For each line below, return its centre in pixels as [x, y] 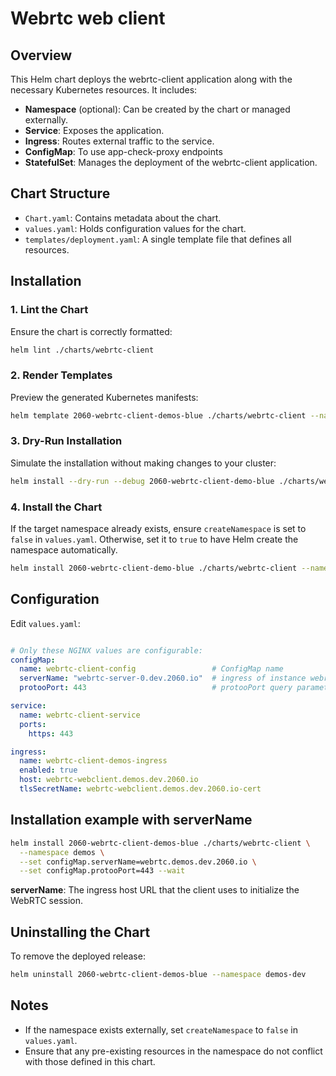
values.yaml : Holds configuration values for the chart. [135, 228]
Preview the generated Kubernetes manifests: [104, 397]
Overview [41, 55]
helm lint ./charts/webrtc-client [82, 350]
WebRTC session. [47, 901]
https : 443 [51, 733]
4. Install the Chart [56, 507]
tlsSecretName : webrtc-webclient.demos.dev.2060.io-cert [140, 789]
